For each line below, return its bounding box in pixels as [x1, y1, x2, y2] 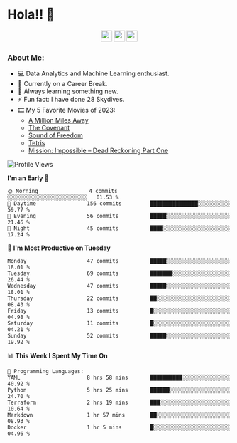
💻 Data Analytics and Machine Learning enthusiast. [17, 69, 170, 78]
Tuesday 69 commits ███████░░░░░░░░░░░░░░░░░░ [7, 270, 231, 277]
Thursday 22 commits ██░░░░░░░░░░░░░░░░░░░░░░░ [7, 295, 231, 302]
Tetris [28, 139, 45, 147]
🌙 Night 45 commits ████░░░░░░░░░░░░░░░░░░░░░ [7, 225, 231, 232]
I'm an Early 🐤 [7, 174, 49, 182]
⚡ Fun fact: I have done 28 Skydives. [17, 95, 125, 104]
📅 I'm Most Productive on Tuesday [7, 244, 111, 252]
